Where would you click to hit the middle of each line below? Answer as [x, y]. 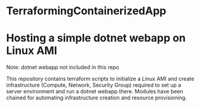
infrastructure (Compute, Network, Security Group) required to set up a [94, 85]
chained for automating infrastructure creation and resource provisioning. [96, 98]
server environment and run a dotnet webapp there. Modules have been [95, 92]
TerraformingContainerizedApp [86, 11]
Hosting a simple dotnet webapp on [96, 38]
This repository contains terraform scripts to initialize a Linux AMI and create [100, 79]
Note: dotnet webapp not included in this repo [63, 67]
